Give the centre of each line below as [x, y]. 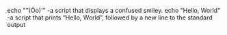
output [16, 25]
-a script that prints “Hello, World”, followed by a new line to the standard [110, 17]
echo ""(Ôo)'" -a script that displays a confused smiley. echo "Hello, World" [114, 10]
